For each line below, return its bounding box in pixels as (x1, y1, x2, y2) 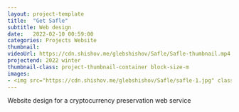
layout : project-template (7, 10, 84, 18)
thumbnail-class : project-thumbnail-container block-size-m (7, 63, 190, 71)
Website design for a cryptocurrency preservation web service (7, 96, 191, 105)
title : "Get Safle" (7, 17, 69, 24)
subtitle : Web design (7, 24, 72, 31)
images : (7, 70, 31, 77)
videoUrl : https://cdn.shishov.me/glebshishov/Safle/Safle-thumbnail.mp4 (7, 51, 231, 58)
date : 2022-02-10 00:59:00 (7, 30, 94, 38)
